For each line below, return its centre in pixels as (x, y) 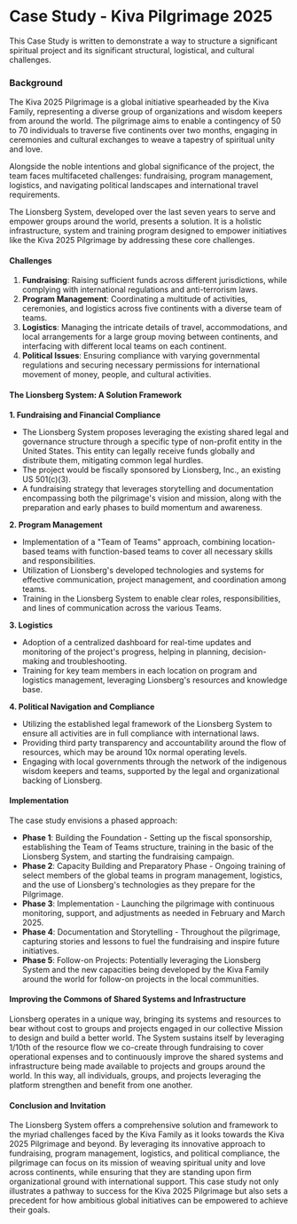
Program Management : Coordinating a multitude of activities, (135, 299)
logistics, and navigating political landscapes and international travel (134, 186)
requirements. (35, 195)
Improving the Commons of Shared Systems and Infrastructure (128, 999)
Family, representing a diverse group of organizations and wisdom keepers (146, 112)
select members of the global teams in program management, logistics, (152, 875)
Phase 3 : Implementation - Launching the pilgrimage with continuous (148, 904)
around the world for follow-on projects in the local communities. (141, 979)
